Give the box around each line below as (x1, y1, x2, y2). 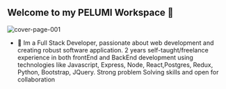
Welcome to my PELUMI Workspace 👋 (7, 7, 174, 19)
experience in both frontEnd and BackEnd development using (17, 53, 193, 61)
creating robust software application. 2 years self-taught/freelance (17, 46, 209, 54)
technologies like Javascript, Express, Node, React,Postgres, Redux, (17, 60, 213, 69)
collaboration (17, 75, 56, 83)
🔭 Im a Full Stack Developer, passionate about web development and (17, 39, 214, 47)
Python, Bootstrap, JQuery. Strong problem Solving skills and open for (17, 68, 219, 76)
